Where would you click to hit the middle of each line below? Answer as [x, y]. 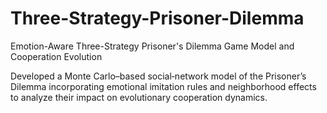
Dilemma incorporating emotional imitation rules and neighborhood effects [163, 86]
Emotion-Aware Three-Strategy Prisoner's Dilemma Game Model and [152, 46]
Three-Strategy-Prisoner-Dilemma [157, 18]
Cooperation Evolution [56, 56]
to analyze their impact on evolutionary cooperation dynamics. [139, 97]
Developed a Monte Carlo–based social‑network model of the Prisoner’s [158, 76]
